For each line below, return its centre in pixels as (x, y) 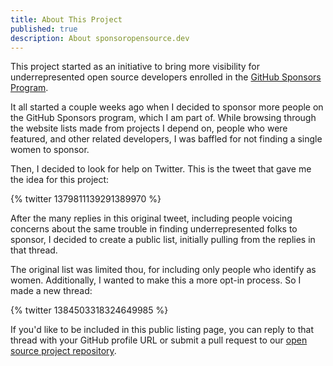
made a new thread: (51, 291)
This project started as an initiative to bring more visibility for (135, 67)
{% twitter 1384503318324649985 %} (89, 310)
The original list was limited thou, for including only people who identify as (163, 270)
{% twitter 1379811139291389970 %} (86, 199)
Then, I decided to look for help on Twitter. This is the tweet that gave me (161, 169)
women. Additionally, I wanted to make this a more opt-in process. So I (156, 280)
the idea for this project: (60, 180)
